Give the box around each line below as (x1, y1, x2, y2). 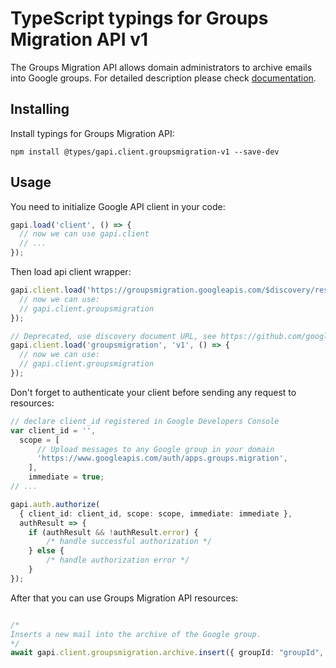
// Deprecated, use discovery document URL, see (10, 331, 217, 341)
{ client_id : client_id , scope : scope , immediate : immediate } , (19, 508, 293, 519)
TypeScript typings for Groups (10, 7, 269, 30)
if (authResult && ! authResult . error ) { (28, 527, 199, 537)
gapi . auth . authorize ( (10, 499, 101, 509)
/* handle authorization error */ (46, 555, 190, 566)
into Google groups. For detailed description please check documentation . (10, 72, 317, 84)
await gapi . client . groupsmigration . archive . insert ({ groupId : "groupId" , (10, 648, 325, 658)
